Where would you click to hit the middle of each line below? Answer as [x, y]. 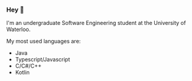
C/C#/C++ [28, 66]
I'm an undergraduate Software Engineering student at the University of [96, 23]
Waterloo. [19, 29]
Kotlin [22, 72]
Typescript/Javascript [42, 60]
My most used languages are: [44, 41]
